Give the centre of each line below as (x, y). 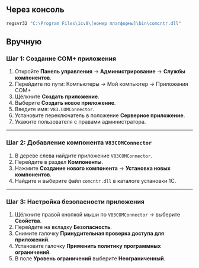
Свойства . (28, 221)
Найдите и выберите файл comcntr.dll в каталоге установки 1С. (95, 180)
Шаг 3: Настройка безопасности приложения (76, 202)
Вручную (24, 42)
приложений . (32, 240)
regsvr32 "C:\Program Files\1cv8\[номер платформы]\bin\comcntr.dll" (94, 23)
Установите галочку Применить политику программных (88, 246)
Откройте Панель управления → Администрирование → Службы (100, 72)
